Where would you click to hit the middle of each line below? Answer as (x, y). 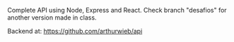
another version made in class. (52, 17)
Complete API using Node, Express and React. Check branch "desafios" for (117, 10)
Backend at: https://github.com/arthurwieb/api (75, 31)
